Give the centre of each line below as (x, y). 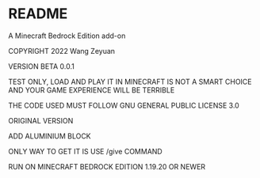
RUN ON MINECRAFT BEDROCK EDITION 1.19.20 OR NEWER (107, 166)
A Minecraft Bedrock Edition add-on (67, 36)
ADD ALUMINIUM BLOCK (50, 136)
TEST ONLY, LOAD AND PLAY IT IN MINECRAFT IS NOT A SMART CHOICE (130, 81)
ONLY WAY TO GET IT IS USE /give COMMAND (85, 151)
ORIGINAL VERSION (41, 120)
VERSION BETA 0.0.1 (42, 66)
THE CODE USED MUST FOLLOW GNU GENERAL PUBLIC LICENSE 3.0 (124, 105)
